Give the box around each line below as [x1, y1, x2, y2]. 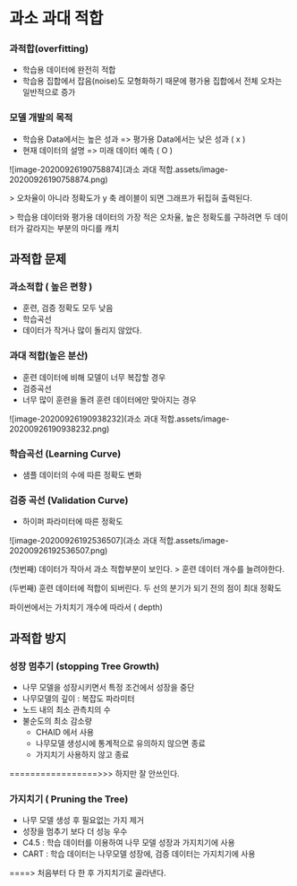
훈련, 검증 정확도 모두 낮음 [21, 302, 114, 314]
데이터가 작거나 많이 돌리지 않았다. [21, 325, 142, 336]
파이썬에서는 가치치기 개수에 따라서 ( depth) [9, 602, 164, 612]
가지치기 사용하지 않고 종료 [35, 750, 130, 760]
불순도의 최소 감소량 [21, 716, 92, 726]
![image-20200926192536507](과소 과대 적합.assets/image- [9, 535, 229, 546]
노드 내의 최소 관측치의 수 [21, 705, 112, 716]
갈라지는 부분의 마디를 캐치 [25, 222, 120, 233]
